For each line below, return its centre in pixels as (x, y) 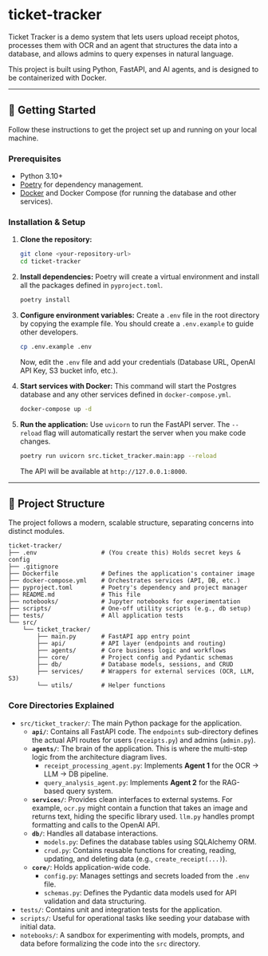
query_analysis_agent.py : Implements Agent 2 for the (132, 782)
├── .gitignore (33, 567)
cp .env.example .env (55, 346)
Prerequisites (35, 159)
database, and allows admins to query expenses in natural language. (121, 53)
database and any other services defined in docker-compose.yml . (125, 394)
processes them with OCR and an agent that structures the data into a (123, 45)
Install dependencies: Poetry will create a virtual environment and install (139, 277)
